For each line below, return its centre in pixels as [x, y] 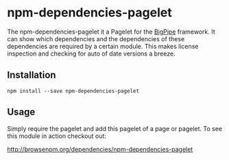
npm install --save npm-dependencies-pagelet [73, 91]
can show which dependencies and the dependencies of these [96, 38]
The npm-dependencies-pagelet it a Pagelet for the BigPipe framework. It [111, 32]
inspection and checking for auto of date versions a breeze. [92, 54]
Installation [32, 75]
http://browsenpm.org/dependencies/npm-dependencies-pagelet [100, 149]
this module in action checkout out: [57, 136]
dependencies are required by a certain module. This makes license [103, 46]
